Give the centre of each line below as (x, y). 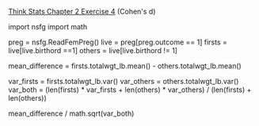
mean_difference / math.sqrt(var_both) (71, 113)
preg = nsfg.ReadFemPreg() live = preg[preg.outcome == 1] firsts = (118, 42)
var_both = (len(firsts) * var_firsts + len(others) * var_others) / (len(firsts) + (130, 90)
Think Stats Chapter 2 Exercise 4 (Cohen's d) (82, 11)
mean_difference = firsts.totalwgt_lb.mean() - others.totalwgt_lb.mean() (125, 66)
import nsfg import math (48, 27)
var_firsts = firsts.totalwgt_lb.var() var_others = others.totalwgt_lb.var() (124, 81)
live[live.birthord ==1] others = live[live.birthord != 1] (93, 50)
